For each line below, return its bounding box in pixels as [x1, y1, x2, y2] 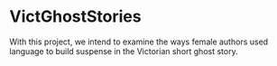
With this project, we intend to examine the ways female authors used [9, 36, 269, 47]
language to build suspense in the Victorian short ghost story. [9, 45, 238, 56]
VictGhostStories [9, 6, 142, 27]
